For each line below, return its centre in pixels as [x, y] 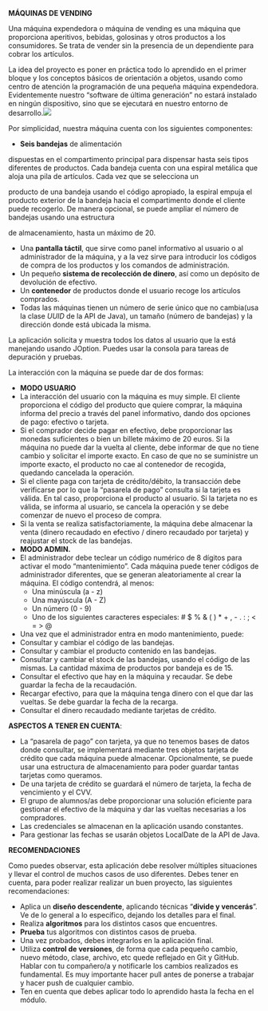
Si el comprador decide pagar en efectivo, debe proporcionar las [126, 430]
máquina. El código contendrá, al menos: [87, 583]
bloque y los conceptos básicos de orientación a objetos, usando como [126, 78]
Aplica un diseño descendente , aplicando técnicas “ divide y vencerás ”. [138, 906]
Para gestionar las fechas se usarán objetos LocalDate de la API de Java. [140, 835]
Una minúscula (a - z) [67, 591]
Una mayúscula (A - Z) [69, 600]
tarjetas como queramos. [61, 775]
